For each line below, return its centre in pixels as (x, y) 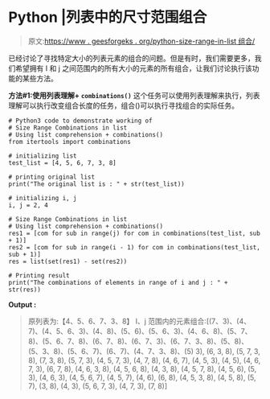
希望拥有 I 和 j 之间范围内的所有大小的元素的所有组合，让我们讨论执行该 (133, 68)
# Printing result (39, 275)
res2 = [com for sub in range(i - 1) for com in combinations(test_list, (135, 247)
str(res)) (25, 290)
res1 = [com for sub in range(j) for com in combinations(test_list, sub (135, 233)
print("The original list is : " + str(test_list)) (96, 184)
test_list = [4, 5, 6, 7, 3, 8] (62, 162)
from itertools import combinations (70, 142)
